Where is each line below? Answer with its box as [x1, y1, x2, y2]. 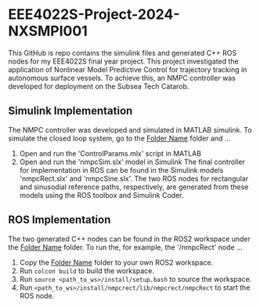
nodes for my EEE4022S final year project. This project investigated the [8, 57, 239, 66]
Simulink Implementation [8, 104, 133, 118]
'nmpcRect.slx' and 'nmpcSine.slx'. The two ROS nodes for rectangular [19, 174, 249, 183]
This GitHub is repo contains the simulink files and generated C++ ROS [8, 48, 237, 57]
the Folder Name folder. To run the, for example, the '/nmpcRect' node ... [8, 242, 243, 252]
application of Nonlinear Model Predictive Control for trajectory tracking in [8, 64, 247, 74]
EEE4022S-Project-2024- [8, 5, 180, 24]
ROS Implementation [8, 214, 111, 227]
